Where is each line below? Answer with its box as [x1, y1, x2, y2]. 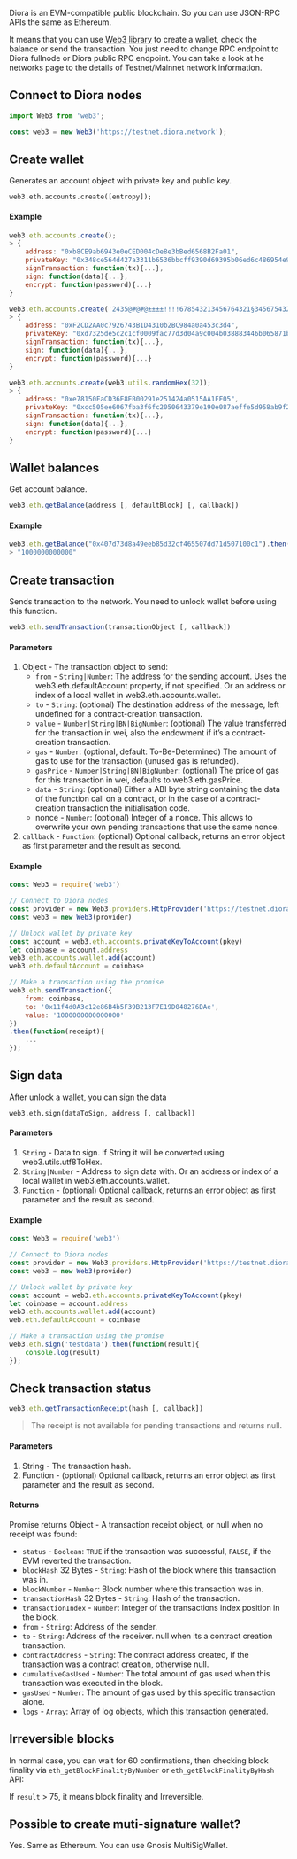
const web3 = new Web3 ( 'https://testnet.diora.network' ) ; [9, 128, 227, 136]
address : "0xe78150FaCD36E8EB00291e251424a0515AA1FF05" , [25, 394, 240, 404]
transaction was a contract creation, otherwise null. [21, 1659, 209, 1669]
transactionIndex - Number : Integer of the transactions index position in [21, 1602, 280, 1613]
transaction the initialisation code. [67, 803, 190, 813]
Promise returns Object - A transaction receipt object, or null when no [9, 1519, 263, 1529]
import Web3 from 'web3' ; [9, 111, 104, 121]
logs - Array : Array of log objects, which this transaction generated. [21, 1706, 269, 1716]
